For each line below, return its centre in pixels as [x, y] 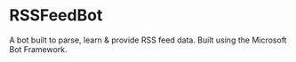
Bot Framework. [39, 49]
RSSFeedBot [56, 15]
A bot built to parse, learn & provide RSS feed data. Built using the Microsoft [148, 40]
